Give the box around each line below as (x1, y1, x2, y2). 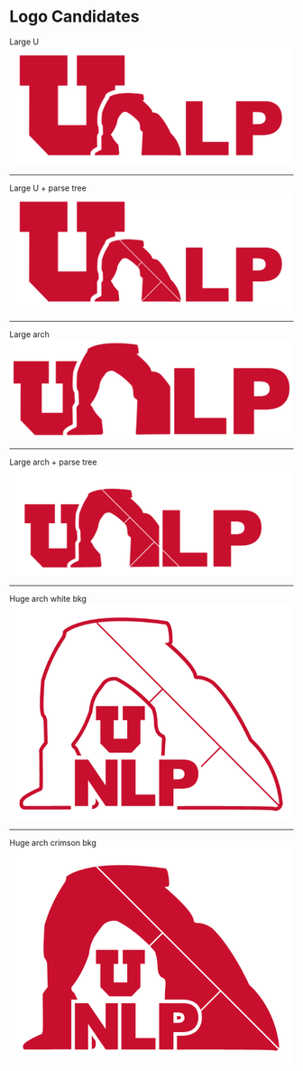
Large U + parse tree (9, 183, 87, 193)
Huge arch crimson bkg (9, 837, 97, 848)
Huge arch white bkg (9, 594, 87, 605)
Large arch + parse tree (9, 456, 97, 467)
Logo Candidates (9, 6, 140, 27)
